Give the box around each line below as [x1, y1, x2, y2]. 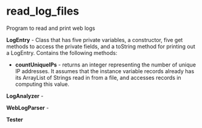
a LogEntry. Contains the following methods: [6, 49, 117, 56]
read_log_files [6, 4, 80, 18]
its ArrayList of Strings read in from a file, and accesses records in [15, 74, 181, 81]
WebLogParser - [6, 104, 49, 111]
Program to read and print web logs [6, 24, 96, 32]
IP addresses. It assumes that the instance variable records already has [15, 67, 195, 74]
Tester [6, 116, 23, 123]
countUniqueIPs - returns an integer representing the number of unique [15, 61, 197, 68]
